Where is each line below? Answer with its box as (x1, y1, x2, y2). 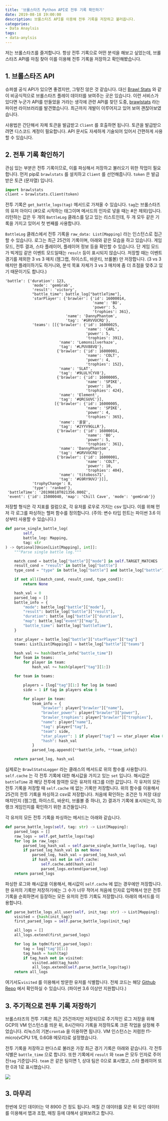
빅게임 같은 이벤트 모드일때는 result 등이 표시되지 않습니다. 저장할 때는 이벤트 (10, 250, 162, 256)
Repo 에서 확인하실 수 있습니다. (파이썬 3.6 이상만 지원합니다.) (5, 985, 126, 992)
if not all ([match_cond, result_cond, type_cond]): (14, 577, 124, 582)
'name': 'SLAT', (58, 366, 93, 371)
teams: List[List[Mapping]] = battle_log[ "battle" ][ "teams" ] (14, 642, 144, 647)
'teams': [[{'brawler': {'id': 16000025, (31, 323, 120, 328)
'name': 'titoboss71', (58, 472, 106, 477)
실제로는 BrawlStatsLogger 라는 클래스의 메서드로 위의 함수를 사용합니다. (5, 766, 148, 772)
